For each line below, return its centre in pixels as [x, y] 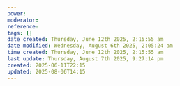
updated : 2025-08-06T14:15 [46, 71]
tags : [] [20, 33]
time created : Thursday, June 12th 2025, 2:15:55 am [85, 53]
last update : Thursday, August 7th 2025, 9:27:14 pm [85, 59]
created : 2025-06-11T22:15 [46, 65]
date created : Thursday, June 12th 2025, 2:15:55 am [85, 40]
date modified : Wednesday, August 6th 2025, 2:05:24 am [90, 46]
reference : [23, 26]
